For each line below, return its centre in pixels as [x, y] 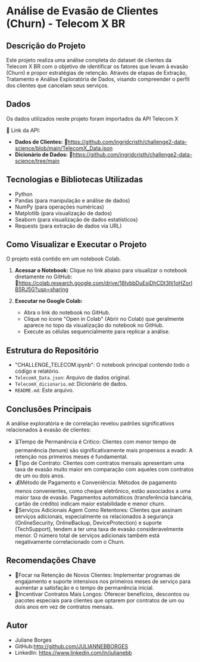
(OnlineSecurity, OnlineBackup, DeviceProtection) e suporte [88, 523]
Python [24, 194]
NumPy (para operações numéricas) [59, 207]
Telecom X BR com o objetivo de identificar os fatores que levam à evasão [97, 66]
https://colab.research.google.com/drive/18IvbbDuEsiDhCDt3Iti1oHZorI [105, 283]
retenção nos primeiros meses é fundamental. [71, 457]
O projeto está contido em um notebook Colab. [64, 259]
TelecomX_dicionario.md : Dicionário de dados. [71, 384]
